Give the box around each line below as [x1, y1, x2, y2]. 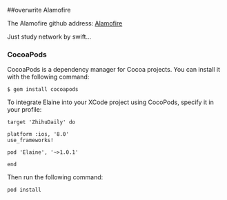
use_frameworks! [7, 137, 54, 144]
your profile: [7, 106, 42, 114]
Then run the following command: [7, 173, 103, 181]
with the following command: [7, 72, 90, 81]
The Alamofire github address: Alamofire [7, 19, 123, 27]
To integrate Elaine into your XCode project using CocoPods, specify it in [7, 98, 214, 106]
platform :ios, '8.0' [7, 131, 70, 138]
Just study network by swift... [7, 32, 92, 41]
